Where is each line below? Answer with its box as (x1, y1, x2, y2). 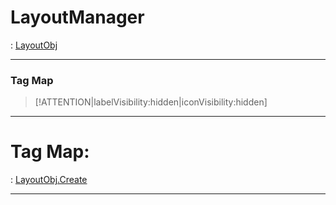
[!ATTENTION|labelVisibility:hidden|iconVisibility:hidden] (34, 96, 268, 108)
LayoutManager (10, 6, 145, 29)
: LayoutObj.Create (10, 174, 88, 186)
